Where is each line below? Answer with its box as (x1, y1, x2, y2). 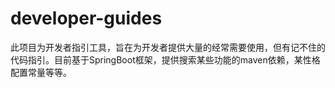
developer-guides (10, 7, 163, 30)
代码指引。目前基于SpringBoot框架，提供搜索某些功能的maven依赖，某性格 (10, 53, 321, 66)
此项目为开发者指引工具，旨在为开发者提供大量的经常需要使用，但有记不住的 (10, 41, 326, 53)
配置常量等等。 (10, 66, 72, 78)
